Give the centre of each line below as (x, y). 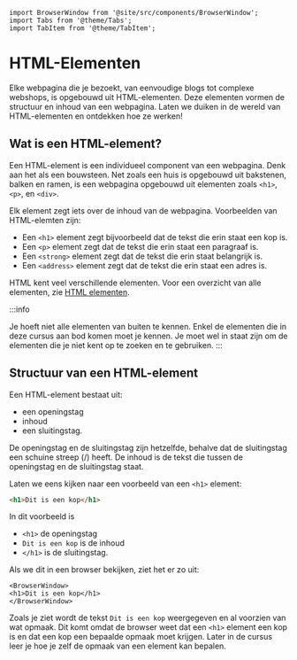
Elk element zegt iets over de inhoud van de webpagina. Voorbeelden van (143, 210)
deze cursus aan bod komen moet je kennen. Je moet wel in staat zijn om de (148, 336)
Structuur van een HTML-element (104, 373)
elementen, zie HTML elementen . (69, 291)
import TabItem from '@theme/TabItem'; (83, 28)
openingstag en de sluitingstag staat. (76, 466)
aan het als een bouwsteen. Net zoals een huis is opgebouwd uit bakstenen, (148, 175)
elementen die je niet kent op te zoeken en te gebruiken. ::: (116, 345)
